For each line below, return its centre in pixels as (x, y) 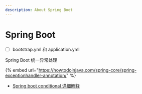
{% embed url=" (22, 70)
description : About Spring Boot (39, 10)
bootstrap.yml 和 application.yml (46, 49)
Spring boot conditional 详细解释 (46, 85)
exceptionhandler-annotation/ (36, 75)
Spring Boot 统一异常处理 (31, 60)
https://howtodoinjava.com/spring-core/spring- (88, 70)
